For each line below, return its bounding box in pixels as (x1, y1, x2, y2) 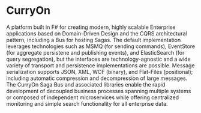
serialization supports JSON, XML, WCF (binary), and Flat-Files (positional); (6, 68, 193, 75)
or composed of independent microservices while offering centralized (6, 94, 179, 101)
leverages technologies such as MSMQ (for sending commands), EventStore (6, 43, 196, 50)
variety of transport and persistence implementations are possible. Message (6, 61, 195, 69)
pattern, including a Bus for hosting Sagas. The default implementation (6, 36, 181, 43)
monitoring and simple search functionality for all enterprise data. (6, 100, 168, 107)
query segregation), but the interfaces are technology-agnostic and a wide (6, 55, 191, 63)
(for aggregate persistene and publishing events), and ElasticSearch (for (6, 49, 185, 56)
